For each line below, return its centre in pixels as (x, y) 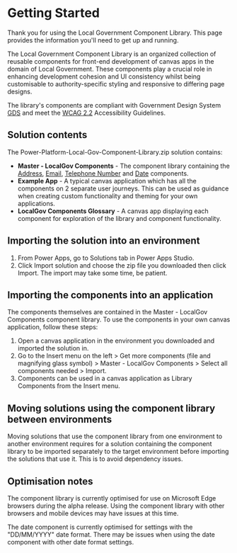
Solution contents (47, 135)
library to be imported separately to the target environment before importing (118, 452)
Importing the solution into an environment (104, 241)
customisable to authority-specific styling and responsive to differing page (116, 84)
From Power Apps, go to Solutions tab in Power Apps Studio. (106, 258)
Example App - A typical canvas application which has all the (107, 181)
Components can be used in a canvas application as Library (105, 378)
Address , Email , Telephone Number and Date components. (103, 173)
